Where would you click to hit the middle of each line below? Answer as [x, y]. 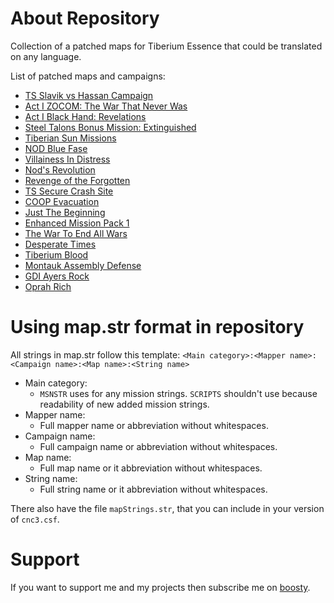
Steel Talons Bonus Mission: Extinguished [110, 127]
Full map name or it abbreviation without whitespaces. [151, 468]
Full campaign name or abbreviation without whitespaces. [158, 446]
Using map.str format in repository [157, 327]
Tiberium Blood [56, 254]
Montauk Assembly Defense [83, 265]
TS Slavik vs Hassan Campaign [89, 95]
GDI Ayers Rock [57, 276]
